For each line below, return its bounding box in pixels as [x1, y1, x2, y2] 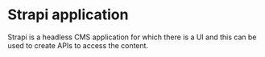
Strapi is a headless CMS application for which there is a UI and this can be [7, 32, 257, 42]
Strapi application [7, 6, 129, 24]
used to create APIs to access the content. [7, 40, 149, 50]
